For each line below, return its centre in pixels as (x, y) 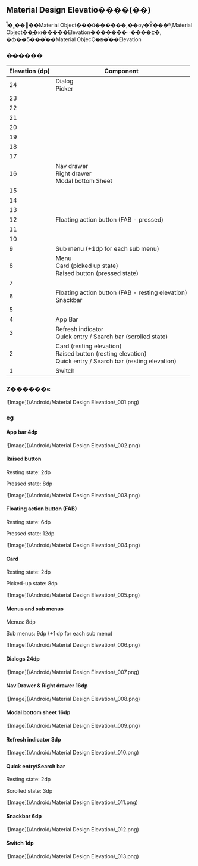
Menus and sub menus (35, 609)
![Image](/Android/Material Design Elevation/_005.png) (73, 595)
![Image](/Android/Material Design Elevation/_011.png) (72, 802)
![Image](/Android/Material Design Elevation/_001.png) (73, 402)
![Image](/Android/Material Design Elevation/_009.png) (73, 725)
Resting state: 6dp (29, 522)
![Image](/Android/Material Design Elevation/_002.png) (73, 445)
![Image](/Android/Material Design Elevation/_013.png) (73, 856)
